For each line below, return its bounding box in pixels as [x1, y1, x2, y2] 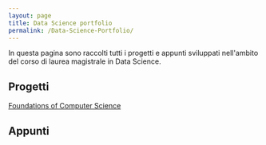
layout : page [8, 11, 52, 20]
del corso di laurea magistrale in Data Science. [8, 57, 161, 66]
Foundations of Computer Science [8, 101, 121, 111]
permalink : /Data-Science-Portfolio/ [8, 26, 134, 34]
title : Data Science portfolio [8, 19, 113, 27]
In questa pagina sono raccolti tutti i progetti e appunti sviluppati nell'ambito [8, 49, 259, 58]
